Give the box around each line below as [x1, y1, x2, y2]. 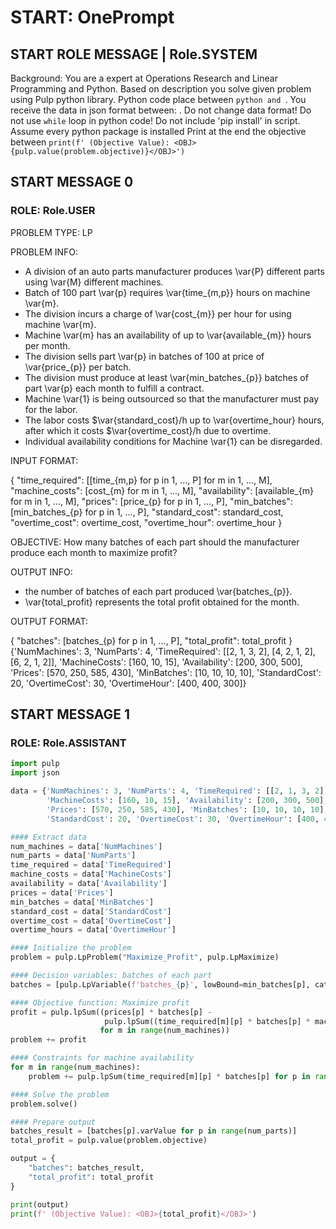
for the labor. [24, 403, 78, 415]
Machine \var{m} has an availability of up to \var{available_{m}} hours [24, 329, 312, 341]
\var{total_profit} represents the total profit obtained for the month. [24, 596, 300, 608]
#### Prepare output [10, 1117, 97, 1127]
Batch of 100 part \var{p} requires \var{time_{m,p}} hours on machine [24, 286, 311, 298]
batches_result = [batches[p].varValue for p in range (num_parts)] [10, 1126, 298, 1136]
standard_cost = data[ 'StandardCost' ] [10, 906, 172, 916]
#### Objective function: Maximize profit [10, 997, 190, 1008]
